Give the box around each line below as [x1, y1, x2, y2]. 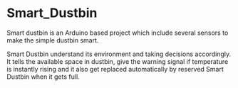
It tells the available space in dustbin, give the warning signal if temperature [6, 57, 229, 65]
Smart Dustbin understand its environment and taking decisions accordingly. [6, 50, 232, 58]
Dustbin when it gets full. [6, 72, 80, 81]
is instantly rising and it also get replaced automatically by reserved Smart [6, 65, 224, 73]
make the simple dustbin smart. [6, 35, 99, 44]
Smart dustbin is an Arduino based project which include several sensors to [6, 28, 229, 37]
